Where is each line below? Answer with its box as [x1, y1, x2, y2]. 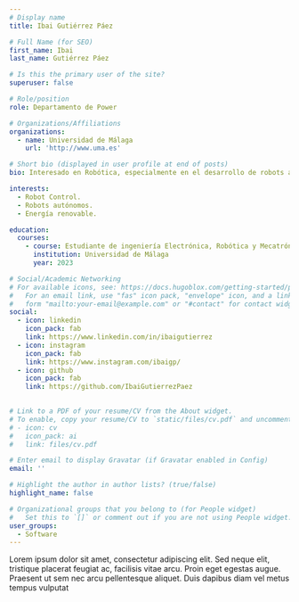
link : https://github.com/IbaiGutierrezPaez [25, 383, 193, 392]
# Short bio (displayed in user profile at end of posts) [9, 160, 229, 169]
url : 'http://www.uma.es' [25, 144, 122, 153]
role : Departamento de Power [9, 103, 117, 111]
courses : [17, 234, 50, 243]
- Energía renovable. [17, 209, 98, 219]
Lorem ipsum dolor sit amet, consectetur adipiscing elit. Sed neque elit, [9, 554, 270, 565]
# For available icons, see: [9, 283, 117, 292]
